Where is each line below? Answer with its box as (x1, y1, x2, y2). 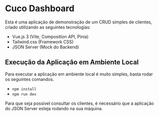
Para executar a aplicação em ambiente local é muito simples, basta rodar (5, 71, 153, 77)
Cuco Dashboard (5, 3, 74, 14)
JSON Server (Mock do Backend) (12, 44, 79, 50)
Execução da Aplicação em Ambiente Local (5, 58, 139, 66)
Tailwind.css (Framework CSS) (12, 39, 74, 44)
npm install (12, 86, 36, 92)
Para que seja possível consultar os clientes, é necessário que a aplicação (5, 100, 154, 106)
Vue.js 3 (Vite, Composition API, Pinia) (12, 34, 89, 39)
